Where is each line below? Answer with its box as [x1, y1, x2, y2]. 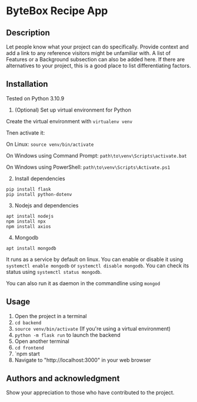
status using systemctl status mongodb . [6, 268, 102, 275]
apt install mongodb [6, 245, 57, 251]
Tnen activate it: [6, 129, 45, 136]
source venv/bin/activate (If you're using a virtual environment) [14, 325, 171, 332]
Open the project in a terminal [14, 312, 87, 319]
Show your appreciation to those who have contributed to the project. [6, 389, 175, 396]
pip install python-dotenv [6, 191, 72, 197]
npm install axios [6, 223, 51, 230]
